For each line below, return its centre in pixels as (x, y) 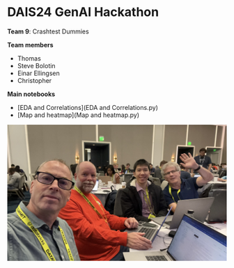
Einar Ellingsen (39, 73)
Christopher (34, 80)
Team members (30, 45)
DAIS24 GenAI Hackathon (83, 12)
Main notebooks (31, 94)
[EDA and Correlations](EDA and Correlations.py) (88, 107)
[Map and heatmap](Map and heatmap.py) (78, 115)
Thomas (29, 58)
